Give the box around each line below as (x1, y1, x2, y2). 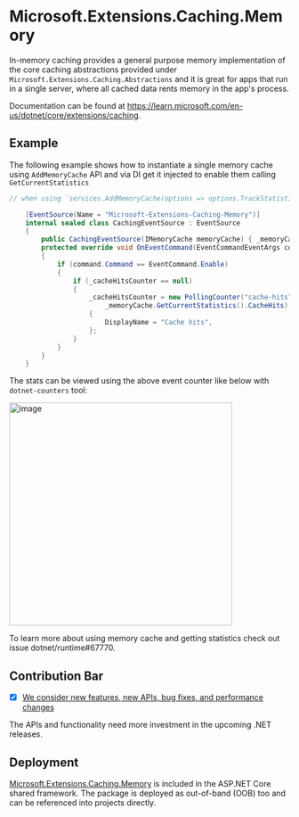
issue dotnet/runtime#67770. (9, 642, 116, 653)
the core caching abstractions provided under (9, 64, 178, 75)
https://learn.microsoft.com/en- (127, 100, 243, 111)
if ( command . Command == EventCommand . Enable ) (56, 260, 229, 268)
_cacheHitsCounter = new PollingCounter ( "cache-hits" (88, 293, 293, 302)
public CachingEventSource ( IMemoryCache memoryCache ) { (41, 235, 253, 244)
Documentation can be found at (9, 100, 126, 111)
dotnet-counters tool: (9, 385, 87, 396)
